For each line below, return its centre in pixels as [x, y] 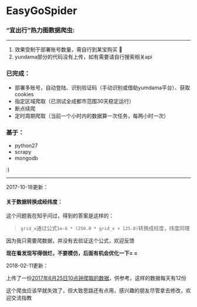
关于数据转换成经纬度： [34, 201]
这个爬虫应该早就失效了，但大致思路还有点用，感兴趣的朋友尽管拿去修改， [96, 291]
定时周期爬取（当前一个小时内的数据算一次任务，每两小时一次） [91, 116]
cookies [24, 94]
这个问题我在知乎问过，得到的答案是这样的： [60, 216]
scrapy [23, 152]
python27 [26, 146]
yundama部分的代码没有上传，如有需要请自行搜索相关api [83, 57]
